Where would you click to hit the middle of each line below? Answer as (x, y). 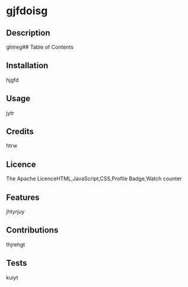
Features (23, 197)
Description (28, 33)
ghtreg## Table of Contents (40, 47)
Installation (27, 66)
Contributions (32, 230)
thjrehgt (16, 244)
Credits (20, 132)
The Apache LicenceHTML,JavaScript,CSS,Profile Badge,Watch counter (94, 178)
